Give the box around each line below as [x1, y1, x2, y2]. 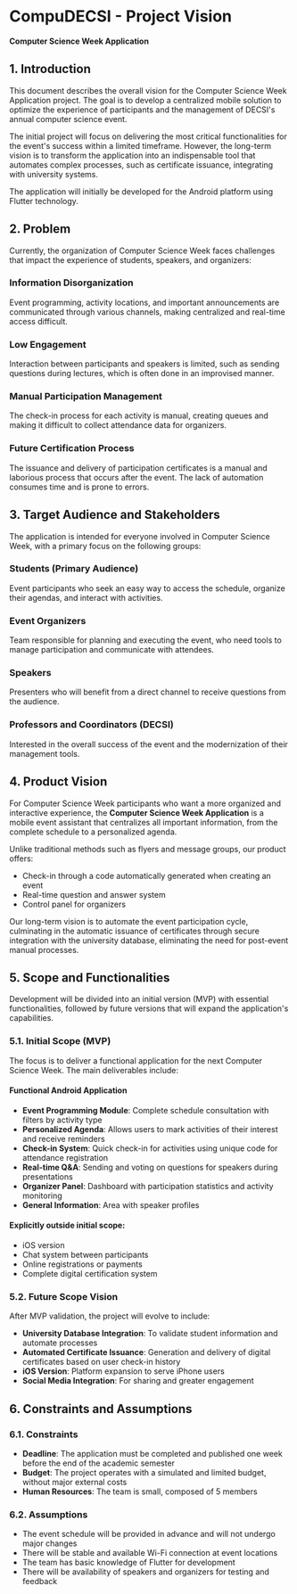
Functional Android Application [9, 1085, 128, 1096]
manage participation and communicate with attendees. [9, 645, 214, 655]
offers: [9, 853, 34, 864]
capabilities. [9, 1013, 54, 1023]
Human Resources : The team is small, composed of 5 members [21, 1486, 258, 1497]
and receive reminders [21, 1133, 105, 1144]
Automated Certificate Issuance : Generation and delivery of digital [21, 1347, 271, 1358]
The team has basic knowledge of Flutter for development [21, 1557, 236, 1568]
